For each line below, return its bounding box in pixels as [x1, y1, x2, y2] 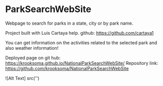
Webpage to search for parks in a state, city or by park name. [5, 20, 133, 26]
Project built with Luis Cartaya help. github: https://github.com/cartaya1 [5, 30, 154, 36]
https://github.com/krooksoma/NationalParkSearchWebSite [5, 65, 129, 71]
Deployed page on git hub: [5, 54, 61, 61]
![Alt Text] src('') [5, 75, 39, 81]
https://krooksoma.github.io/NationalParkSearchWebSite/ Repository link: [5, 60, 158, 66]
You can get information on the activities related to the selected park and [5, 39, 157, 46]
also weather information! [5, 45, 59, 51]
